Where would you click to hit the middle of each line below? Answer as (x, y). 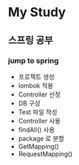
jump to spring (34, 61)
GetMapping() (38, 146)
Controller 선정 (39, 94)
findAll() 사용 (36, 129)
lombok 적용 (36, 85)
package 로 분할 (41, 138)
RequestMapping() (45, 154)
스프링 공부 (31, 40)
